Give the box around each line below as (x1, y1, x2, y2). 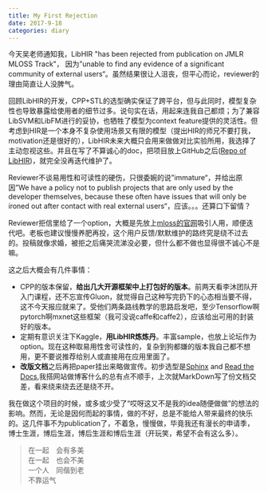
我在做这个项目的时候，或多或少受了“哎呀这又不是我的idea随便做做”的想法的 (8, 399, 259, 408)
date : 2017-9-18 (8, 19, 62, 27)
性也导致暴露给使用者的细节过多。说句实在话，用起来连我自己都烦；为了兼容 (8, 106, 260, 116)
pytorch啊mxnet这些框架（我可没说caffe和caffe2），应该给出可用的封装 (19, 312, 254, 321)
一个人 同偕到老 (27, 466, 85, 475)
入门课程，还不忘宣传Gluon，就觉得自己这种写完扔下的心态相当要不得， (19, 292, 257, 301)
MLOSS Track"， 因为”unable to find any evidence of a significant (8, 59, 225, 69)
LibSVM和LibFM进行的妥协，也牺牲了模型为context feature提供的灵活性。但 (8, 116, 258, 126)
